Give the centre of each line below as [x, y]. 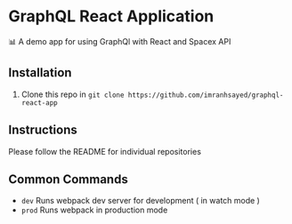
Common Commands [68, 179]
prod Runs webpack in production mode [94, 210]
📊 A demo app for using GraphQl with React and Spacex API [120, 41]
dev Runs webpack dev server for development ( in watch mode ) [140, 201]
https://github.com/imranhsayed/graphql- [206, 95]
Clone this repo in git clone [73, 94]
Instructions [43, 130]
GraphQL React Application [111, 16]
